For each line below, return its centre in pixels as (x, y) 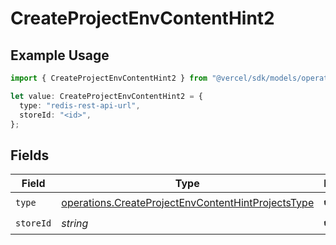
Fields (30, 155)
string (75, 223)
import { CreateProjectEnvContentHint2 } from (109, 78)
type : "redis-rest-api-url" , (80, 105)
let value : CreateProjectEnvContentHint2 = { (106, 96)
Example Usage (60, 55)
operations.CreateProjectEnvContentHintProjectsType (188, 202)
